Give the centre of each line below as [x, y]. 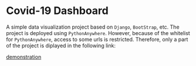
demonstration [24, 57]
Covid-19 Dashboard [57, 11]
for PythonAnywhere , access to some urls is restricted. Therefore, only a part [97, 39]
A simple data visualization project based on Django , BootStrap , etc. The [93, 27]
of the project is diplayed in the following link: [61, 46]
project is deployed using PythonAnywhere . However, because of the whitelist [98, 33]
